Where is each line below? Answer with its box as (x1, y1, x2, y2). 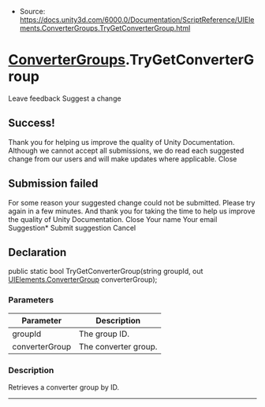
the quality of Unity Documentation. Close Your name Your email (8, 214, 218, 224)
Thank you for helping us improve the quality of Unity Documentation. (8, 137, 235, 146)
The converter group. (78, 341, 158, 352)
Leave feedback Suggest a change (8, 94, 121, 103)
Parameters (8, 294, 54, 305)
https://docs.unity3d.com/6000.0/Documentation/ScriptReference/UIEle (19, 15, 255, 24)
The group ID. (78, 328, 130, 339)
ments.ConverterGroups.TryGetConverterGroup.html (19, 24, 191, 32)
